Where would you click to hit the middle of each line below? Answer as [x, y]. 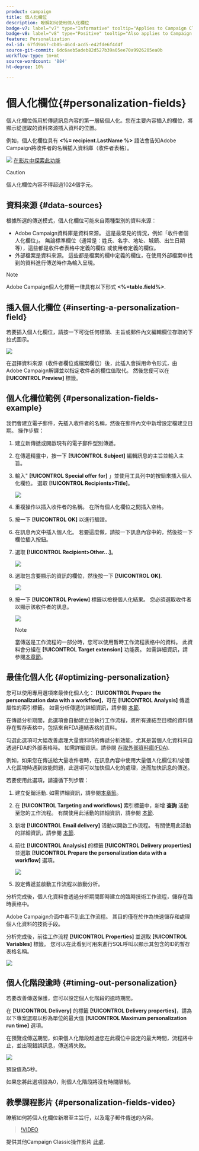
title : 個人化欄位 [27, 17]
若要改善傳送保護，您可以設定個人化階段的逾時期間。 [71, 998]
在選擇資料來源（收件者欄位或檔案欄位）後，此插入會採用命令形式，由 [92, 363]
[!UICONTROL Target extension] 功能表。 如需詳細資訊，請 [115, 649]
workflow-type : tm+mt [33, 56]
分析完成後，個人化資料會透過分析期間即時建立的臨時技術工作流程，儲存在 [97, 896]
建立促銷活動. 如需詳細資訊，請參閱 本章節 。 [68, 792]
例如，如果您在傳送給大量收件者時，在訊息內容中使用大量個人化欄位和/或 [95, 760]
